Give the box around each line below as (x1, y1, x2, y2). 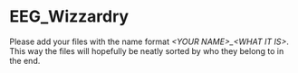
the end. (9, 55, 41, 66)
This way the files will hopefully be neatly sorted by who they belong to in (9, 45, 284, 56)
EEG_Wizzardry (9, 6, 130, 27)
